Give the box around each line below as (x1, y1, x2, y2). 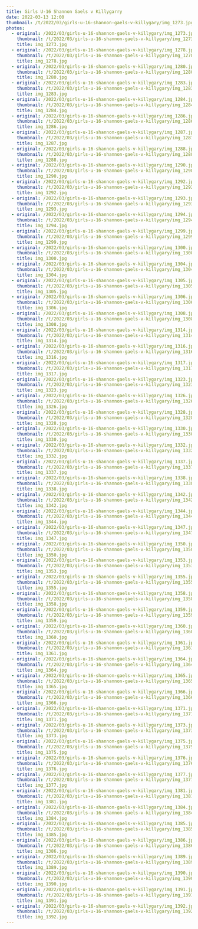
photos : (6, 25, 25, 31)
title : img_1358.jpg (16, 601, 67, 607)
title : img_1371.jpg (16, 717, 67, 722)
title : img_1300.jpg (16, 256, 67, 261)
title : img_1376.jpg (16, 766, 67, 772)
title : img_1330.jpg (16, 437, 67, 443)
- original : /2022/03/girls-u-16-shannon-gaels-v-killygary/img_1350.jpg (11, 541, 196, 547)
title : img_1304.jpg (16, 272, 67, 278)
